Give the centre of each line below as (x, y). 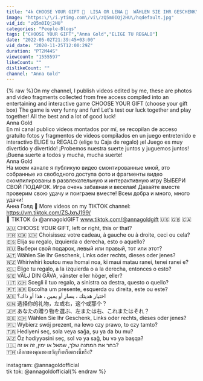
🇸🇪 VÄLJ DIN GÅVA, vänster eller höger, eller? (64, 276)
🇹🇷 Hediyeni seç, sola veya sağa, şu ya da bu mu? (70, 331)
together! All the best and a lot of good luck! (61, 117)
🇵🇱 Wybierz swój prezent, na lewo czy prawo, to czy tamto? (82, 325)
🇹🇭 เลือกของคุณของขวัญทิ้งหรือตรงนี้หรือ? (49, 352)
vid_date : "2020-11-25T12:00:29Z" (50, 46)
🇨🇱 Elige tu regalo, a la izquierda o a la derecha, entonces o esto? (89, 269)
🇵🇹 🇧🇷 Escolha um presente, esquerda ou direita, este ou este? (87, 289)
